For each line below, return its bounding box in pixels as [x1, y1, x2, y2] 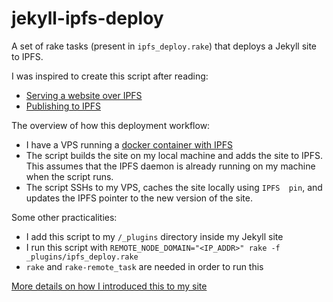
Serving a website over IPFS [25, 89, 143, 101]
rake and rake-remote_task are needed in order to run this [25, 260, 264, 272]
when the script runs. [25, 170, 114, 182]
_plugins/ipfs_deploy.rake [25, 252, 139, 262]
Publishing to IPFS [25, 100, 101, 112]
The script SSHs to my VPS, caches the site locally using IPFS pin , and [25, 181, 323, 193]
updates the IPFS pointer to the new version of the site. [25, 192, 253, 204]
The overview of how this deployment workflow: [11, 119, 211, 131]
